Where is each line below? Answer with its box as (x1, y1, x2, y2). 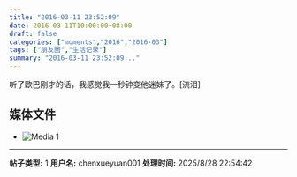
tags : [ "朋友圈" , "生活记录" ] (9, 46, 108, 55)
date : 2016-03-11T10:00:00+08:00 (9, 21, 133, 30)
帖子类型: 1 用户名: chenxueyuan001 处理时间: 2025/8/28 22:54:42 (9, 158, 253, 168)
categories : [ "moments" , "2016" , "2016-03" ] (9, 37, 168, 47)
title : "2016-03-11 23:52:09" (9, 12, 121, 22)
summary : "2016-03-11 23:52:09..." (9, 54, 141, 63)
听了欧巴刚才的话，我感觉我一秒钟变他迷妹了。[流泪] (9, 79, 202, 89)
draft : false (9, 29, 57, 38)
